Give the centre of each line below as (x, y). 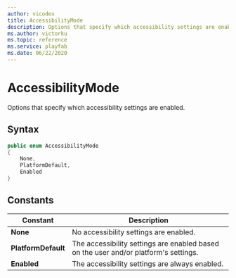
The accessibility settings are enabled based (146, 244)
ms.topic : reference (38, 40)
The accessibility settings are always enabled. (148, 263)
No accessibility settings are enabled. (134, 232)
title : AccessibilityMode (45, 20)
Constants (31, 200)
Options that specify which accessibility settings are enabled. (96, 107)
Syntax (23, 130)
